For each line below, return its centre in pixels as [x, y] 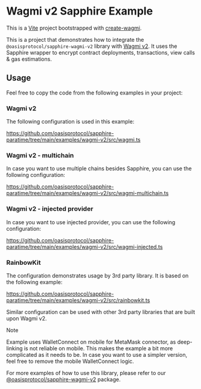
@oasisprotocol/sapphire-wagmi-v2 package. [63, 379]
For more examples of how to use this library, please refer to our [86, 373]
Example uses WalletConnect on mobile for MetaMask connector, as [91, 342]
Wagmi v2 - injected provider [50, 209]
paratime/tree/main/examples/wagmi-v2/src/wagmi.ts [73, 140]
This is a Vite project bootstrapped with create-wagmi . [74, 28]
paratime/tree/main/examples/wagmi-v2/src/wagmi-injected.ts [85, 247]
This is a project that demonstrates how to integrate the [75, 39]
